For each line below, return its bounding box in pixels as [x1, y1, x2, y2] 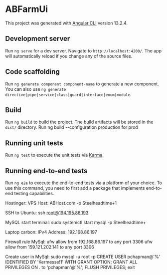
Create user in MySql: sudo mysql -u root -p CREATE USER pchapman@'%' [5, 254, 161, 260]
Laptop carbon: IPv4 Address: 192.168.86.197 [5, 229, 97, 235]
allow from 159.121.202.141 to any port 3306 [5, 244, 95, 250]
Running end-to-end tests [5, 166, 88, 175]
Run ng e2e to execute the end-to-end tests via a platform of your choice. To [5, 180, 163, 186]
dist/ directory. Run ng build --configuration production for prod [5, 124, 138, 130]
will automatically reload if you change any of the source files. [5, 53, 133, 59]
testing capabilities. [14, 191, 54, 196]
